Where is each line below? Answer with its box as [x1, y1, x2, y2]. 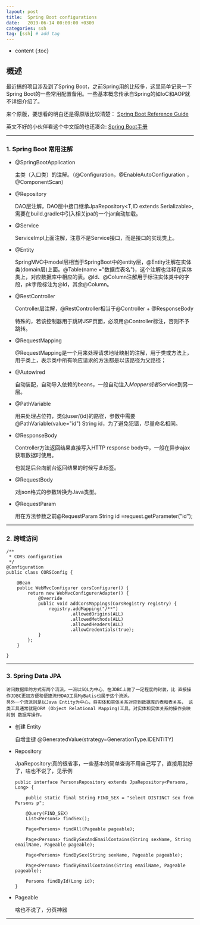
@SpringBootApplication [14, 159, 76, 166]
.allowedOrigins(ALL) [70, 611, 124, 617]
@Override [37, 595, 62, 601]
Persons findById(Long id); [26, 878, 95, 884]
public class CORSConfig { [6, 569, 73, 575]
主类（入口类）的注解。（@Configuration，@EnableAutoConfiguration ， [14, 171, 192, 179]
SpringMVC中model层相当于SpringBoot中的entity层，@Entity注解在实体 [14, 258, 192, 265]
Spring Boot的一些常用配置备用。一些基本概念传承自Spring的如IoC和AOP [6, 90, 186, 97]
